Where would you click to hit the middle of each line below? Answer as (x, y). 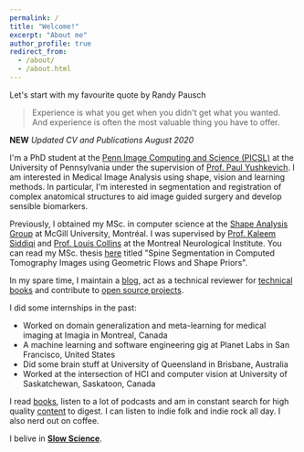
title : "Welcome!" (44, 26)
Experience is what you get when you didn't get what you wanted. (156, 112)
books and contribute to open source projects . (97, 289)
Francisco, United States (69, 354)
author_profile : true (51, 43)
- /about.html (44, 69)
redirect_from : (38, 52)
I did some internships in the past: (73, 308)
